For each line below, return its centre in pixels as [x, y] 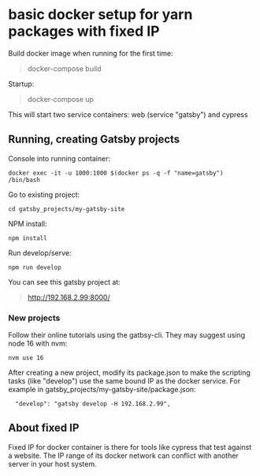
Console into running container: [59, 158]
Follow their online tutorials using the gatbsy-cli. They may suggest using [127, 335]
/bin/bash [24, 179]
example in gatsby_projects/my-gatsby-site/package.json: [102, 390]
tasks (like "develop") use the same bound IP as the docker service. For [124, 381]
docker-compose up [61, 99]
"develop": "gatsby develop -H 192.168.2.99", [93, 404]
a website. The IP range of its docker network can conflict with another [123, 455]
